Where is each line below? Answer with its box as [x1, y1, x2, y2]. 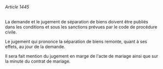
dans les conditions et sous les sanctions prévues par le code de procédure [5, 24, 158, 30]
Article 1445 [5, 4, 29, 10]
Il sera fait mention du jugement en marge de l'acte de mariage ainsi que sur [5, 53, 159, 59]
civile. [5, 29, 17, 35]
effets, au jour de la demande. [5, 44, 65, 50]
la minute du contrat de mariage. [5, 58, 71, 64]
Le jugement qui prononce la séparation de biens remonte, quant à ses [5, 39, 147, 45]
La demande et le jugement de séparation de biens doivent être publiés [5, 19, 148, 25]
